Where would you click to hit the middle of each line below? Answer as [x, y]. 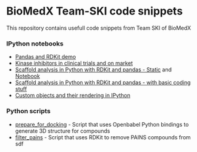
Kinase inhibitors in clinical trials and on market [74, 63]
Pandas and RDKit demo [45, 57]
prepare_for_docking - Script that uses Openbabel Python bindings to [102, 124]
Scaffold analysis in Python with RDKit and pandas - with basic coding [103, 82]
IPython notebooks [35, 44]
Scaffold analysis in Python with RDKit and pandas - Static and [93, 70]
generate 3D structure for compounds [62, 131]
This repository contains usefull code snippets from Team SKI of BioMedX [99, 28]
